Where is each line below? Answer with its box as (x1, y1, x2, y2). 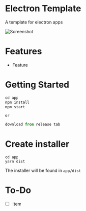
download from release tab (5, 122, 60, 127)
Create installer (5, 139, 70, 150)
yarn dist (5, 159, 26, 164)
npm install (5, 100, 29, 105)
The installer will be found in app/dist (5, 167, 81, 174)
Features (5, 46, 42, 57)
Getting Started (5, 79, 70, 91)
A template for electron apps (5, 19, 63, 25)
